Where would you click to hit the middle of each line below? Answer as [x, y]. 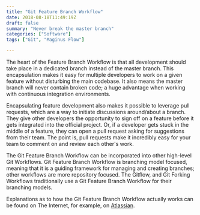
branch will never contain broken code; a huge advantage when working [96, 87]
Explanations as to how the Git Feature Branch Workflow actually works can [100, 199]
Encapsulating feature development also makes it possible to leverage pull [98, 105]
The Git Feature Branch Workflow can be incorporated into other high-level [99, 156]
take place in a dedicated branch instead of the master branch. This [90, 68]
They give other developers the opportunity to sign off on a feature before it [100, 118]
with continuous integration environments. [59, 94]
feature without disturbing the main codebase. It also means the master [95, 81]
